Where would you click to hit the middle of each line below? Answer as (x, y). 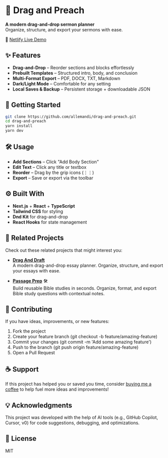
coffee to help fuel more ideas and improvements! (57, 389)
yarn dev (14, 131)
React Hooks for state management (50, 222)
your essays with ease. (36, 270)
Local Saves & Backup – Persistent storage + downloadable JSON (81, 89)
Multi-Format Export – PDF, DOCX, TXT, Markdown (66, 78)
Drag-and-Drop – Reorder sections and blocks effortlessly (73, 67)
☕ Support (22, 369)
